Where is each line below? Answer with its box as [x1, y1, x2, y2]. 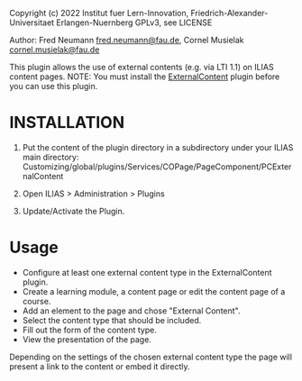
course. [22, 295, 51, 306]
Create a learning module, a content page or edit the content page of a [22, 286, 286, 296]
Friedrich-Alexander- [190, 8, 269, 18]
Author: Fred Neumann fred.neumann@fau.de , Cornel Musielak [9, 35, 245, 45]
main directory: [22, 151, 79, 162]
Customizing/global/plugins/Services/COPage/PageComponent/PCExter [22, 161, 292, 172]
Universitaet [9, 17, 55, 28]
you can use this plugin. [9, 81, 98, 91]
